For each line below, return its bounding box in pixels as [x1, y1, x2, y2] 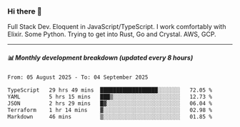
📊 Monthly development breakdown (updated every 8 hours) [7, 53, 194, 62]
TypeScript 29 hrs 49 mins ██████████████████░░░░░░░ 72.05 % [7, 87, 213, 94]
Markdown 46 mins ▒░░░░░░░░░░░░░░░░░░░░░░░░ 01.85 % [7, 113, 213, 120]
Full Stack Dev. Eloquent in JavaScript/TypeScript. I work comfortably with [7, 23, 226, 31]
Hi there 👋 [7, 6, 43, 16]
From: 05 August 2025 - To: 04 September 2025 [7, 74, 149, 81]
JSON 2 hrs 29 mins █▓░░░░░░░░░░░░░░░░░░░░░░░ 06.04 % [7, 99, 213, 107]
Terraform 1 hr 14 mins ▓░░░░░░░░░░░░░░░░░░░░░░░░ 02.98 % [7, 106, 213, 114]
